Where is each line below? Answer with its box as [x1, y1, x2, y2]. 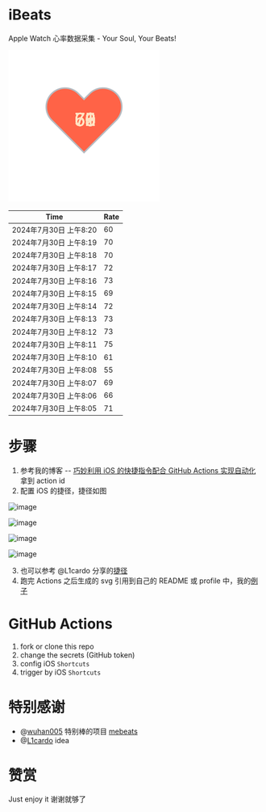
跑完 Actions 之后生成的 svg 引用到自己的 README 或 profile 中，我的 [19, 576, 251, 586]
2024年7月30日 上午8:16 [11, 276, 98, 285]
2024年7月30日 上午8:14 [11, 302, 98, 311]
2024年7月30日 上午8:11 [11, 340, 98, 349]
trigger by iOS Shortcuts [19, 667, 102, 677]
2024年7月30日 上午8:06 [11, 391, 98, 400]
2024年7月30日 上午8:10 [11, 353, 98, 362]
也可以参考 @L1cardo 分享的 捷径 [19, 565, 128, 575]
